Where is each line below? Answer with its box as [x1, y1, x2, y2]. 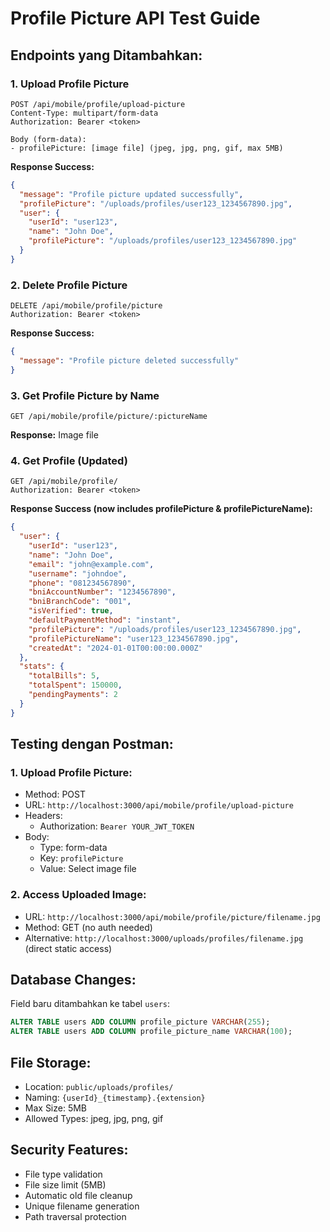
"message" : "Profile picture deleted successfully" [19, 355, 240, 366]
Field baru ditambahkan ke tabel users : [10, 998, 170, 1010]
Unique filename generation [24, 1200, 140, 1212]
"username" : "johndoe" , [28, 568, 128, 579]
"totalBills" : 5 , [28, 671, 101, 681]
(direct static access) [24, 942, 113, 954]
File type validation [24, 1168, 103, 1180]
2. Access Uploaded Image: [10, 888, 147, 902]
